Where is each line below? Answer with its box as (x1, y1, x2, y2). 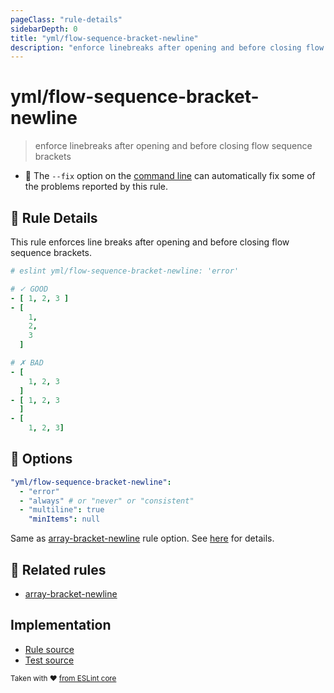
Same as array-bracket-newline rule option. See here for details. (10, 532, 275, 545)
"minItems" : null (28, 514, 101, 525)
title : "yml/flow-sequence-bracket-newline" (10, 33, 199, 43)
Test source (24, 654, 75, 666)
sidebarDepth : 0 (10, 24, 78, 34)
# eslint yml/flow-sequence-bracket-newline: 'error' (10, 266, 240, 276)
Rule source (24, 643, 75, 655)
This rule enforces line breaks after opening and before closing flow (10, 236, 290, 248)
